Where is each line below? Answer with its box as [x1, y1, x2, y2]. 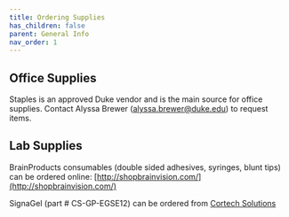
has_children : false [9, 21, 86, 30]
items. [9, 112, 32, 124]
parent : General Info [9, 29, 90, 38]
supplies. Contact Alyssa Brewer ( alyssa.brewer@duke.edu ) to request [9, 104, 269, 114]
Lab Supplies [9, 138, 83, 153]
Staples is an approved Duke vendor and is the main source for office [9, 94, 263, 105]
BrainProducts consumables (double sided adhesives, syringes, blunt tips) [9, 161, 282, 173]
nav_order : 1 [9, 37, 58, 47]
